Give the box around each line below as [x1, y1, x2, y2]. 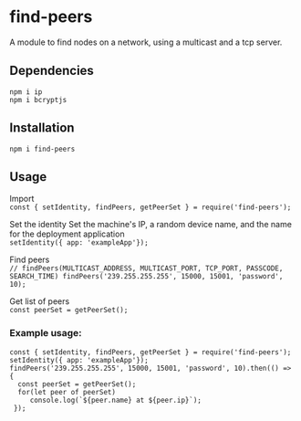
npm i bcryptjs [9, 95, 67, 104]
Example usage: [9, 327, 82, 340]
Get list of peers [9, 296, 70, 307]
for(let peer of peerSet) [17, 387, 117, 396]
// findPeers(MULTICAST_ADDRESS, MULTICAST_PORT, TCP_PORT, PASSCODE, [9, 264, 284, 273]
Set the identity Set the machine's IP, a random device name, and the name [9, 219, 292, 230]
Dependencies [9, 63, 94, 79]
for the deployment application [9, 228, 125, 239]
